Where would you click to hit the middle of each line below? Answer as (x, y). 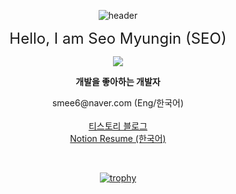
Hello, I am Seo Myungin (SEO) (118, 38)
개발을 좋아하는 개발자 (118, 81)
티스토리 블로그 (118, 126)
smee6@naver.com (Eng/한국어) (118, 103)
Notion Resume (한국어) (118, 138)
